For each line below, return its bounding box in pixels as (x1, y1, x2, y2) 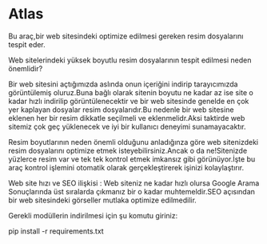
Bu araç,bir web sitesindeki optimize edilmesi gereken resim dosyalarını (8, 31, 244, 41)
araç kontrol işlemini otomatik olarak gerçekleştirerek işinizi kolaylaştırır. (8, 162, 245, 172)
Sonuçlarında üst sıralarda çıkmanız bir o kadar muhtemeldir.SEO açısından (8, 186, 256, 196)
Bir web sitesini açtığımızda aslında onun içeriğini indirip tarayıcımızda (8, 79, 238, 89)
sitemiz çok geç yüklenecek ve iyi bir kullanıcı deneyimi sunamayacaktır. (8, 122, 246, 131)
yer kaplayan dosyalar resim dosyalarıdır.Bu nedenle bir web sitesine (8, 105, 234, 114)
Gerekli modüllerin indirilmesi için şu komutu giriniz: (8, 210, 178, 220)
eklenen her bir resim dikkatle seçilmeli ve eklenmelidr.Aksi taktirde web (8, 113, 245, 122)
